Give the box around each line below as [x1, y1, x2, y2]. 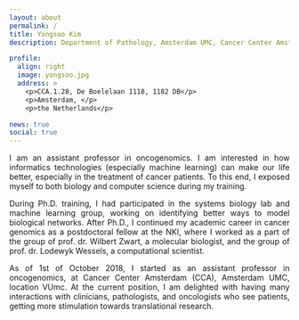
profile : [9, 54, 42, 63]
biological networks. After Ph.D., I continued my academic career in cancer [9, 217, 290, 228]
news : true [9, 119, 50, 129]
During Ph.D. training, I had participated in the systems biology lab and [9, 198, 290, 209]
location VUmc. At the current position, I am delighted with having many [9, 282, 290, 292]
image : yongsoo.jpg [17, 70, 90, 80]
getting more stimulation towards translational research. [9, 300, 214, 312]
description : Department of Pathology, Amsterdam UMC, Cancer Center [9, 37, 273, 47]
